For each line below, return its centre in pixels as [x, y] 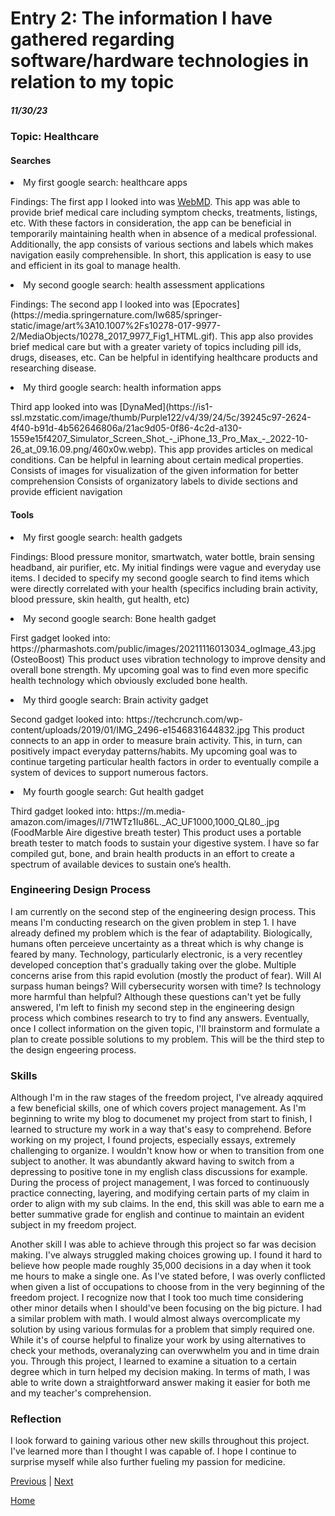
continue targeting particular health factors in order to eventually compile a [165, 761]
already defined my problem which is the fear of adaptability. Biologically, [161, 933]
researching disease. [53, 368]
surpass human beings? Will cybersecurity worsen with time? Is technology [166, 986]
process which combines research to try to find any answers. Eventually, [160, 1018]
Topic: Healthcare [55, 137]
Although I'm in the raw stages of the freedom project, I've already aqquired [167, 1098]
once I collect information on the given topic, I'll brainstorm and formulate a [165, 1028]
